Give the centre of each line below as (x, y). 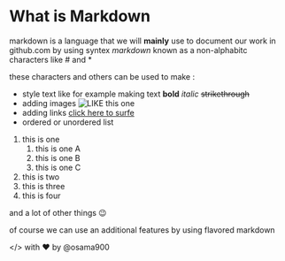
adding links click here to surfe (78, 112)
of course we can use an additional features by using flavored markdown (142, 230)
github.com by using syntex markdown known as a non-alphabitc (128, 50)
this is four (41, 196)
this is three (43, 186)
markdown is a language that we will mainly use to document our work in (142, 41)
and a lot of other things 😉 (58, 212)
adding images (49, 103)
